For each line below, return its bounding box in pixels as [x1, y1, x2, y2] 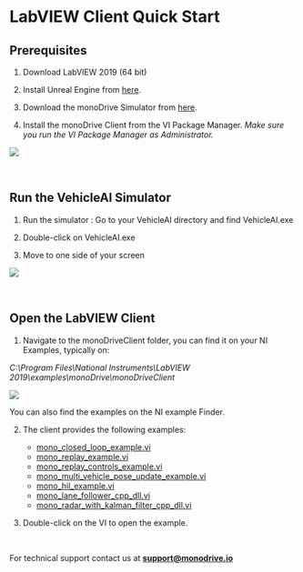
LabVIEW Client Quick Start [9, 6, 220, 27]
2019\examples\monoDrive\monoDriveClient [9, 371, 176, 383]
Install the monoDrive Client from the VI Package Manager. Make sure [22, 120, 285, 130]
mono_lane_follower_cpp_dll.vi [35, 489, 151, 501]
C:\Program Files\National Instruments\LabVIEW [9, 362, 191, 373]
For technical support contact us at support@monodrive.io [9, 552, 234, 563]
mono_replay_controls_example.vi [35, 461, 163, 472]
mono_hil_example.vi [35, 480, 116, 491]
